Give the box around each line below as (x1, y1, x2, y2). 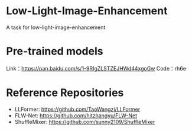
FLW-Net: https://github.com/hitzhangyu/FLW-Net (14, 111, 138, 119)
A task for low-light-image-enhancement (6, 24, 106, 31)
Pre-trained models (6, 44, 103, 58)
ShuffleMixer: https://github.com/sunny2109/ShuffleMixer (14, 118, 155, 125)
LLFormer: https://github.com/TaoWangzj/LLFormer (14, 106, 141, 113)
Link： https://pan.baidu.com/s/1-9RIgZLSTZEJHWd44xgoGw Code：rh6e (6, 65, 186, 72)
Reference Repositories (6, 86, 124, 100)
